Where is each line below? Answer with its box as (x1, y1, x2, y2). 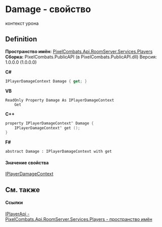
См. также (5, 186, 40, 194)
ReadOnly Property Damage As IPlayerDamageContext (5, 98, 114, 103)
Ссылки (5, 200, 23, 206)
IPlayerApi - (5, 211, 30, 217)
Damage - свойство (5, 4, 91, 15)
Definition (5, 35, 37, 43)
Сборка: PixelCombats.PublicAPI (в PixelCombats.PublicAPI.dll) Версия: (5, 54, 157, 60)
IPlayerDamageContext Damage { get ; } (5, 78, 87, 84)
